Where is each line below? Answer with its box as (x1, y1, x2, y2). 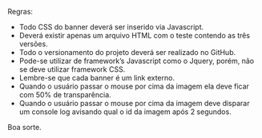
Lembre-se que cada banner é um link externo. (18, 73, 175, 82)
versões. (18, 39, 49, 49)
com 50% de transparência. (18, 90, 111, 99)
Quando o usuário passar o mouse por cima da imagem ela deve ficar (18, 81, 250, 91)
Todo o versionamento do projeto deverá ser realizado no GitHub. (18, 48, 236, 57)
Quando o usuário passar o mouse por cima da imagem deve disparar (18, 99, 250, 108)
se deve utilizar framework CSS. (18, 65, 126, 74)
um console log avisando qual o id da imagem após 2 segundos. (18, 107, 232, 116)
